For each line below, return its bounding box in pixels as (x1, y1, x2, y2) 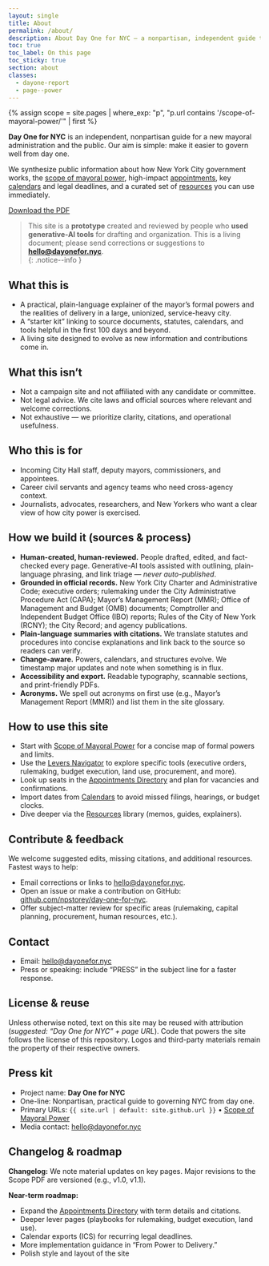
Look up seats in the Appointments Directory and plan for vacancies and (19, 775, 259, 785)
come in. (19, 342, 50, 352)
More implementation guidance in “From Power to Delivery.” (19, 1240, 218, 1249)
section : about (8, 64, 59, 72)
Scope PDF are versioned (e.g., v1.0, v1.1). (8, 1175, 147, 1184)
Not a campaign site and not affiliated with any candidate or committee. (19, 387, 256, 396)
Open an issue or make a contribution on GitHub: (19, 886, 182, 896)
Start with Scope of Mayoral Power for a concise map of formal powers (19, 742, 255, 751)
